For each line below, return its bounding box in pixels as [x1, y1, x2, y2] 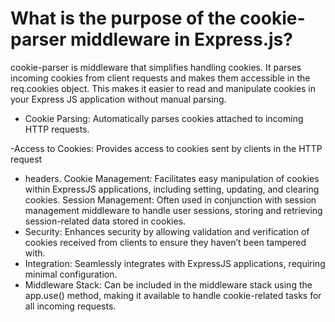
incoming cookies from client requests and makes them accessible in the [10, 72, 311, 84]
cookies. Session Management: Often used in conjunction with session [24, 193, 317, 206]
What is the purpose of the [10, 7, 237, 30]
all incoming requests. [24, 300, 117, 312]
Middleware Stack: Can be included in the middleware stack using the [24, 278, 313, 291]
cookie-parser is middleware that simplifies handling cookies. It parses [10, 61, 302, 73]
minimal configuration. [24, 268, 118, 280]
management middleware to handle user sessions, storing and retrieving [24, 204, 323, 216]
